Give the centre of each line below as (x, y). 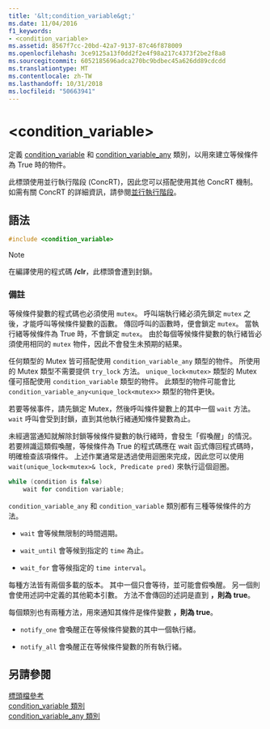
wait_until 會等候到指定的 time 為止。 (84, 551)
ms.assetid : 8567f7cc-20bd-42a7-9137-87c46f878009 (95, 46)
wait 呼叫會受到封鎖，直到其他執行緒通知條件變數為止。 (102, 419)
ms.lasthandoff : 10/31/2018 (56, 83)
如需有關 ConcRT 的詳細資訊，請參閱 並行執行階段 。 (95, 192)
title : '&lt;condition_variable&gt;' (72, 16)
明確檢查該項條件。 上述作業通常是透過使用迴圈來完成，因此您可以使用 (126, 456)
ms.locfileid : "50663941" (52, 91)
